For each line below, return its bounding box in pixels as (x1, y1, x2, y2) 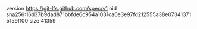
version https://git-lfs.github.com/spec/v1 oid (6, 5, 117, 12)
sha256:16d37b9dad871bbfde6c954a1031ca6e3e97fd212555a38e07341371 (6, 11, 192, 18)
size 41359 (29, 17, 56, 24)
